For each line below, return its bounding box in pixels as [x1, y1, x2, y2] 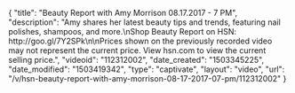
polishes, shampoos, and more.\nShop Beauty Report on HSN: [8, 27, 237, 36]
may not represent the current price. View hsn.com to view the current [8, 45, 267, 56]
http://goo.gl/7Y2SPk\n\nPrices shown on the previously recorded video [8, 35, 273, 46]
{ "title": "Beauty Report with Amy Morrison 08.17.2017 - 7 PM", [8, 8, 238, 18]
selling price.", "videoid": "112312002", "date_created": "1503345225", [8, 55, 264, 65]
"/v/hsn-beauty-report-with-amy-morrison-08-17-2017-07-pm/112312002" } [8, 74, 287, 83]
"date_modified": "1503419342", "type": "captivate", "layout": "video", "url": [8, 64, 285, 74]
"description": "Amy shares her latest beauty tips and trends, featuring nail [8, 17, 281, 27]
